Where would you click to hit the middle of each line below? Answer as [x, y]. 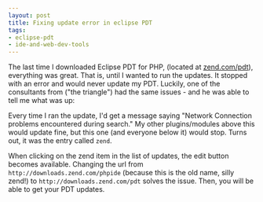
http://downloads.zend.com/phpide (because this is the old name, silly [121, 173]
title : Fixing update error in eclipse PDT [80, 23]
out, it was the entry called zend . [60, 141]
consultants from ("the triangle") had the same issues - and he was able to [129, 92]
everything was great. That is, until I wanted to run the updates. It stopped [128, 75]
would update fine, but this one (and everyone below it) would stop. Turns [128, 132]
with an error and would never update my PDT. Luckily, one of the [114, 84]
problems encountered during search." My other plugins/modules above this [131, 124]
